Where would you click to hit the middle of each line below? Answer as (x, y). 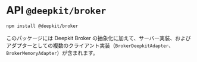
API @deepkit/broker (56, 10)
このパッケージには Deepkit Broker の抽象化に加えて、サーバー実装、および (99, 38)
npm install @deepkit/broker (42, 26)
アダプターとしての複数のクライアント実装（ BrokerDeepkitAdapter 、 (90, 45)
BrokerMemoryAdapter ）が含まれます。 (52, 53)
